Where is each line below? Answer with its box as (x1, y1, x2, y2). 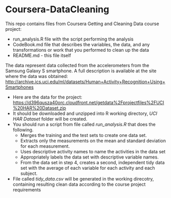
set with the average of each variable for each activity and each (20, 165, 155, 171)
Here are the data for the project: (12, 94, 82, 100)
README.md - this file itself (12, 52, 71, 58)
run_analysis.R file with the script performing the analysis (12, 36, 134, 42)
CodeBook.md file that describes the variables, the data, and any (12, 41, 150, 47)
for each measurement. (20, 143, 70, 149)
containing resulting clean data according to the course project (12, 181, 146, 187)
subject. (20, 170, 37, 176)
